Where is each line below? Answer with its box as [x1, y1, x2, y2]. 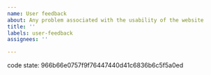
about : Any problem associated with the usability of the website [7, 17, 204, 24]
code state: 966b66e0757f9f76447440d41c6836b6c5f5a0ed [7, 61, 183, 69]
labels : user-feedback [7, 29, 73, 37]
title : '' [7, 23, 36, 30]
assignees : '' [7, 36, 49, 43]
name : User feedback [7, 10, 68, 17]
